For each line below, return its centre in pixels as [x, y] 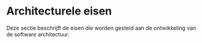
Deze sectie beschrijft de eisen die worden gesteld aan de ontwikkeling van [101, 28]
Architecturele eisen [59, 11]
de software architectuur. [38, 34]
